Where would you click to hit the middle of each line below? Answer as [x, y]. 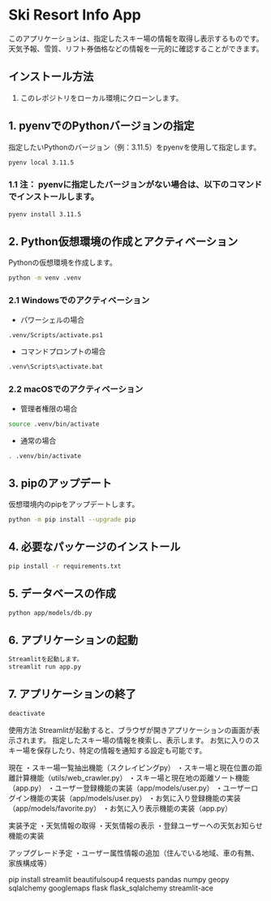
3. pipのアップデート [60, 483]
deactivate [27, 713]
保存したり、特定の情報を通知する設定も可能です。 [121, 750]
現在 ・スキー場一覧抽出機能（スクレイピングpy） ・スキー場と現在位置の [132, 767]
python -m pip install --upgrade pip [72, 520]
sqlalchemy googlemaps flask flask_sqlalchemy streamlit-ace [111, 888]
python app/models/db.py [50, 613]
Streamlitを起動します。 [46, 660]
